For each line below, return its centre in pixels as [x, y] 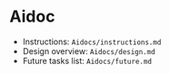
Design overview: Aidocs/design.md [89, 51]
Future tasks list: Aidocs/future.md [87, 60]
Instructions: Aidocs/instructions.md [92, 42]
